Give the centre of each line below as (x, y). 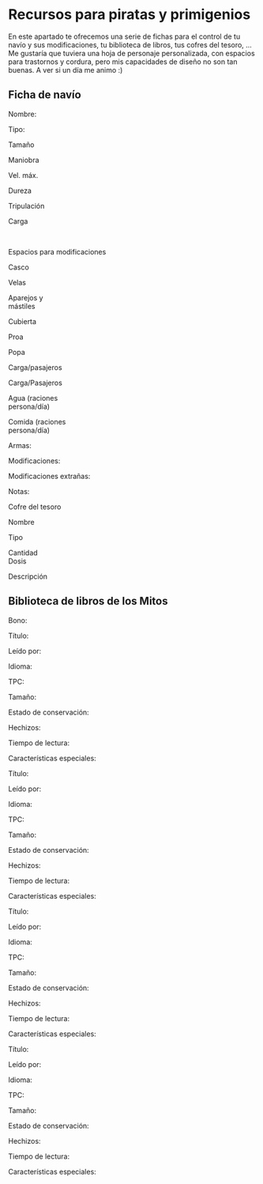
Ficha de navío (45, 95)
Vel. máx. (23, 175)
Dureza (20, 190)
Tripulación (26, 206)
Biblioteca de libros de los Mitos (88, 601)
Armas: (20, 445)
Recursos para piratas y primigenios (130, 15)
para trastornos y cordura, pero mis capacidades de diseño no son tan (123, 62)
